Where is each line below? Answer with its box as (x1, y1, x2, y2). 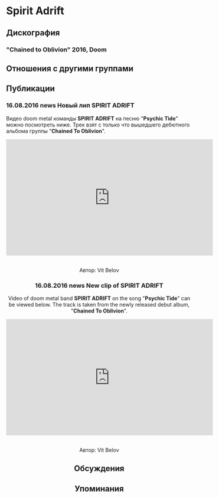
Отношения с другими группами (6, 63, 134, 73)
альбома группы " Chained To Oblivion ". (6, 127, 106, 134)
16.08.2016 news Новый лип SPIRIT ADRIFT (6, 102, 135, 110)
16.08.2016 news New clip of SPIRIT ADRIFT (35, 281, 164, 289)
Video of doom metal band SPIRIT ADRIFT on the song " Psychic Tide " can (8, 294, 191, 302)
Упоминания (74, 483, 124, 494)
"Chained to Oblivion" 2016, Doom (6, 45, 107, 54)
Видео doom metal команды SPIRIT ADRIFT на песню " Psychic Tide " (6, 115, 178, 122)
